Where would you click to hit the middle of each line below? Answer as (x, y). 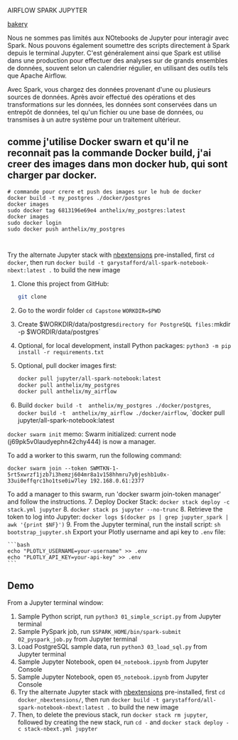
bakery (18, 24)
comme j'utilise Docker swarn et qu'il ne (98, 142)
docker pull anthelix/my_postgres (69, 385)
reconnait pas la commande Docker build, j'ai (109, 153)
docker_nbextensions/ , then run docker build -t (88, 699)
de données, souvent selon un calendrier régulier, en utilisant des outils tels (118, 68)
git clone (32, 297)
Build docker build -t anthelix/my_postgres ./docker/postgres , (114, 406)
